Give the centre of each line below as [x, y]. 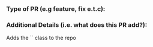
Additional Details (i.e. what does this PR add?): [77, 24]
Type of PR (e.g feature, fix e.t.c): [56, 9]
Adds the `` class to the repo [41, 38]
